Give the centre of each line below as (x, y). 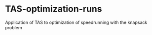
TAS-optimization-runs (54, 9)
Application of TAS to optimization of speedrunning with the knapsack (76, 22)
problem (14, 27)
